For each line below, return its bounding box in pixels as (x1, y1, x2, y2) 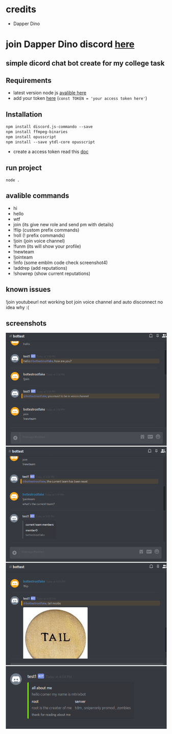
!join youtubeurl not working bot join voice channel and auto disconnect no (6, 298, 163, 305)
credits (6, 4, 36, 15)
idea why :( (6, 304, 30, 310)
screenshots (6, 319, 47, 328)
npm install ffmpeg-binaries (6, 129, 68, 135)
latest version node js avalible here (13, 90, 86, 96)
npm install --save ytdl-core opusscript (6, 140, 95, 145)
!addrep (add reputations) (13, 265, 68, 271)
